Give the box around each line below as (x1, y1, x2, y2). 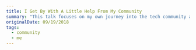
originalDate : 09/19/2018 (6, 19, 69, 25)
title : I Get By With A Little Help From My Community (6, 8, 142, 14)
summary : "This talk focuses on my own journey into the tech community (6, 14, 187, 20)
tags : (6, 24, 19, 30)
